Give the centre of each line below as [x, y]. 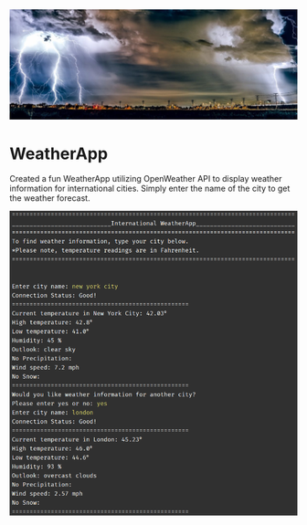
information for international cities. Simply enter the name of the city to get [150, 189]
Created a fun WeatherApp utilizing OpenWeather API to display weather [146, 179]
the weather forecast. [50, 198]
